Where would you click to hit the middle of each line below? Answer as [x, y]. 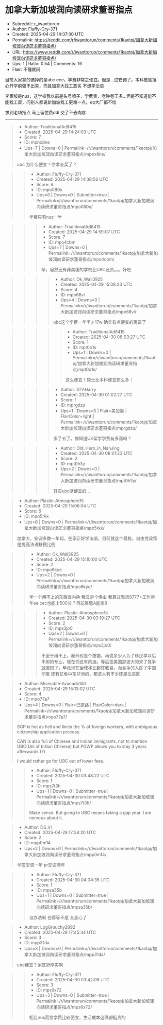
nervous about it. [46, 817]
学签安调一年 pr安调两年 [41, 865]
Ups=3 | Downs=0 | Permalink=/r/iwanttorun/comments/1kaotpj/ [88, 948]
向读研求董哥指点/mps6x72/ [64, 1007]
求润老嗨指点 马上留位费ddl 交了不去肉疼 [46, 112]
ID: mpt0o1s [84, 347]
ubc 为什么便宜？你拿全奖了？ [47, 164]
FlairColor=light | [77, 416]
